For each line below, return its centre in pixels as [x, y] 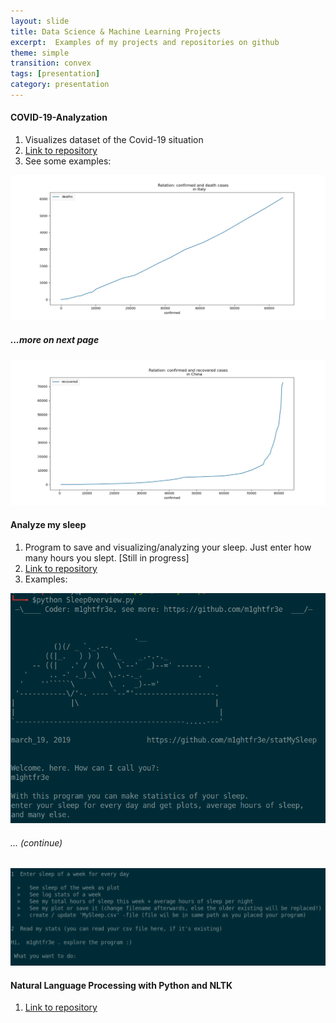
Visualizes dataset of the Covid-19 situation [114, 140]
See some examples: [68, 161]
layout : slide [40, 21]
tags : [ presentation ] [55, 74]
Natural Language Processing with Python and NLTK [121, 985]
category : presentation [60, 85]
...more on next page [55, 340]
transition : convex [51, 63]
